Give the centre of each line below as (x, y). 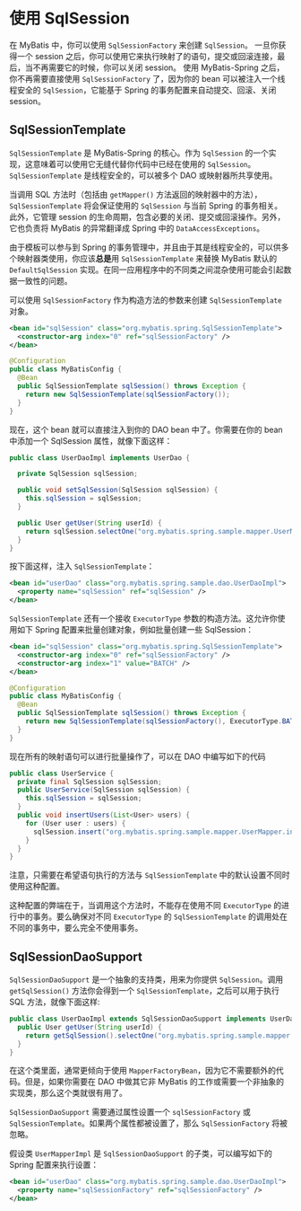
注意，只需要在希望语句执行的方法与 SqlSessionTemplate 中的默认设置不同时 (150, 875)
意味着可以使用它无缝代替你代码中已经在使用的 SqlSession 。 (144, 164)
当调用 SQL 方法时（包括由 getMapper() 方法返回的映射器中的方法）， (136, 194)
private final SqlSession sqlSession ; (90, 782)
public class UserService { (62, 773)
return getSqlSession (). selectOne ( (92, 1035)
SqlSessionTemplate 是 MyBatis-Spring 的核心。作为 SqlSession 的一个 (139, 153)
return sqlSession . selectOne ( (82, 531)
